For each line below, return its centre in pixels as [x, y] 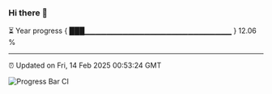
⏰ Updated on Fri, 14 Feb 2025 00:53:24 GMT [85, 65]
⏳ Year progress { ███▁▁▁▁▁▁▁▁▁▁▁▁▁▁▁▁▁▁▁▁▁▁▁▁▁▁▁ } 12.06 [133, 31]
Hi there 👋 [28, 13]
